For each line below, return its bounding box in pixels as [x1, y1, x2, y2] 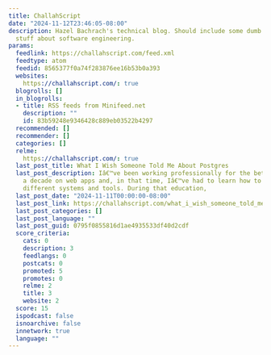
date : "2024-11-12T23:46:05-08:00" [8, 19, 128, 27]
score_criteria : [15, 229, 70, 238]
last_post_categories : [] [15, 207, 103, 215]
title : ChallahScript [8, 11, 81, 20]
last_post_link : [15, 199, 70, 207]
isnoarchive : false [15, 319, 81, 328]
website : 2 [23, 297, 60, 305]
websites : [15, 72, 48, 80]
